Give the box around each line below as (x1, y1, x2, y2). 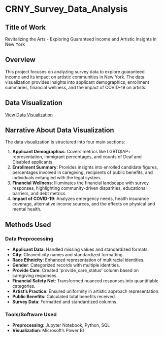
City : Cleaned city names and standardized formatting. (12, 252, 124, 258)
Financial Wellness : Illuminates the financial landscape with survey (12, 180, 149, 186)
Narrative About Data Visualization (5, 126, 114, 135)
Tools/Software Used (5, 311, 57, 318)
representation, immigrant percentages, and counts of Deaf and (12, 154, 142, 160)
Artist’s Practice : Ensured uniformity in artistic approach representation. (12, 288, 160, 294)
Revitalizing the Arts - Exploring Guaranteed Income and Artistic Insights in (5, 36, 157, 42)
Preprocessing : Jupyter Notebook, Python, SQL (12, 322, 110, 328)
